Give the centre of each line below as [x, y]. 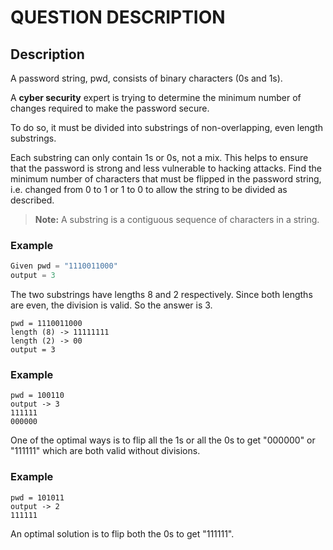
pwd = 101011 [37, 497]
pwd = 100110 [37, 396]
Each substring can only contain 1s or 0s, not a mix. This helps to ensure [159, 157]
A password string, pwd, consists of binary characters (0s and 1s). [146, 78]
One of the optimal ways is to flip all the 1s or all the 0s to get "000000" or [163, 440]
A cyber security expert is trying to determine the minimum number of [156, 97]
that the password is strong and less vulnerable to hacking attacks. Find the [166, 168]
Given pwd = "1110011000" [64, 266]
